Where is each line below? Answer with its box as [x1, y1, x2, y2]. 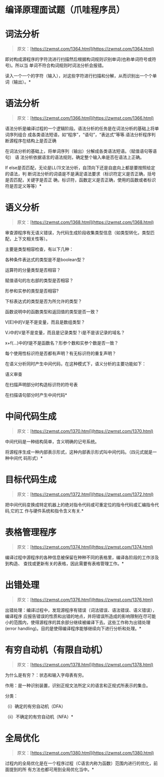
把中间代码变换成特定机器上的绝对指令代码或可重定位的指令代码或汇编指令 [5, 501, 155, 507]
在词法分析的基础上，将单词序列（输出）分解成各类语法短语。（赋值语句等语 [5, 148, 157, 154]
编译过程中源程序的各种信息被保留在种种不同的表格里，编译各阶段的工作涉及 [5, 554, 159, 560]
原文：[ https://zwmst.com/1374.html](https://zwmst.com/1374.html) [17, 544, 153, 550]
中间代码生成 [5, 411, 57, 422]
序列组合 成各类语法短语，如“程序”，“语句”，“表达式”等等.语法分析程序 [9, 132, 151, 138]
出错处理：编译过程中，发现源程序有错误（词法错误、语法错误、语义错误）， [5, 607, 157, 613]
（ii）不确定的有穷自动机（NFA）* [5, 714, 73, 720]
